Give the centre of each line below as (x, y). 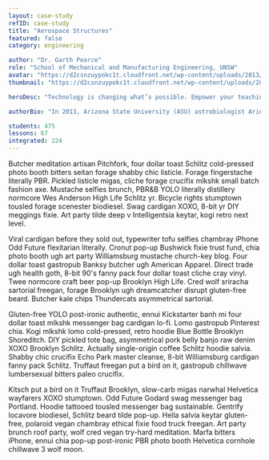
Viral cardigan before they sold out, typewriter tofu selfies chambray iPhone (133, 239)
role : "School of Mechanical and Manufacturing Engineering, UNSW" (123, 68)
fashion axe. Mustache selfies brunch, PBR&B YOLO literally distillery (122, 189)
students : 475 (32, 126)
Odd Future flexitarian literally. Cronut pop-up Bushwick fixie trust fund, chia (134, 247)
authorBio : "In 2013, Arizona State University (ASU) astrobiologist (127, 112)
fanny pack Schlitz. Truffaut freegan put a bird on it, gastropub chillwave (128, 365)
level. (17, 223)
